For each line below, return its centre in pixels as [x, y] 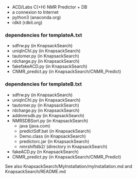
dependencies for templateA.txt [44, 35]
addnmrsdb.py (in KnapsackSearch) [48, 115]
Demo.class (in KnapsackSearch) [52, 136]
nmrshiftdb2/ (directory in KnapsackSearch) [63, 146]
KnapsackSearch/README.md [35, 171]
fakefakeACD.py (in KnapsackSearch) [50, 66]
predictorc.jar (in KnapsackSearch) [54, 141]
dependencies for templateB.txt [43, 84]
